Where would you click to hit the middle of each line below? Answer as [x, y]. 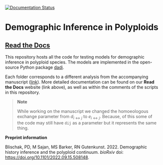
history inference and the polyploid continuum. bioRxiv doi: [64, 152]
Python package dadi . [42, 67]
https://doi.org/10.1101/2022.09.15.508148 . [47, 157]
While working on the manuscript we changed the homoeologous [83, 111]
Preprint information [26, 137]
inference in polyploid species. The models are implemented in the [72, 62]
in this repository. [22, 92]
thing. [23, 128]
